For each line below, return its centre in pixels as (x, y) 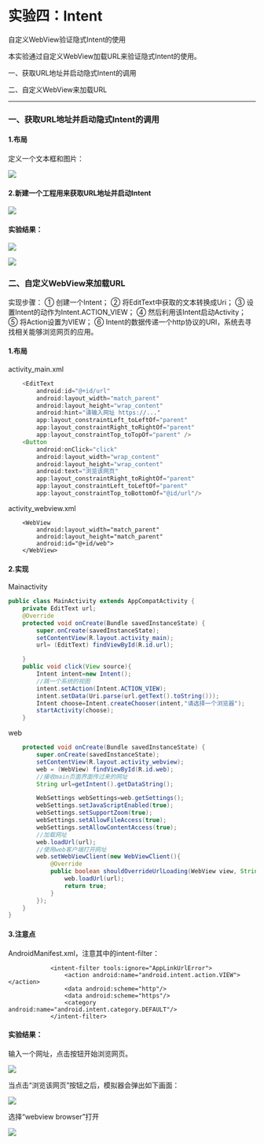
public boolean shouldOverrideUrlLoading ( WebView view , (143, 872)
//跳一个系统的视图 (63, 681)
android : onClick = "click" (77, 450)
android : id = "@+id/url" (73, 391)
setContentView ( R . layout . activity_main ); (105, 638)
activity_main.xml (36, 369)
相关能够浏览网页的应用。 (56, 331)
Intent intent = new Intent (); (84, 674)
